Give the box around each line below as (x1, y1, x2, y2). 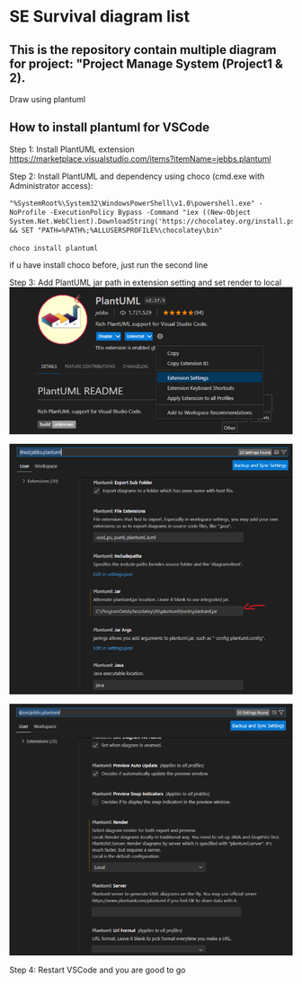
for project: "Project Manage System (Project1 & (9, 56, 283, 71)
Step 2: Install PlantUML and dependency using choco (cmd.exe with (9, 171, 265, 182)
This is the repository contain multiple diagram (9, 42, 277, 58)
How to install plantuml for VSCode (9, 120, 209, 136)
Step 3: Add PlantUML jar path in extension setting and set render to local (9, 277, 281, 288)
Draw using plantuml (9, 94, 86, 104)
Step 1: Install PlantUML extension (9, 144, 135, 155)
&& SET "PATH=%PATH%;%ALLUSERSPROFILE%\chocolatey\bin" (9, 226, 223, 235)
